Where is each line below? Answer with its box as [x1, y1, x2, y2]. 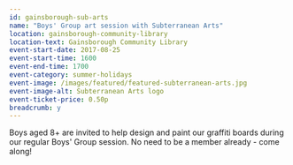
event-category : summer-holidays [9, 71, 133, 79]
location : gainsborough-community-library [9, 29, 168, 38]
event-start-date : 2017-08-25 [9, 46, 121, 55]
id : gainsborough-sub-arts [9, 12, 109, 22]
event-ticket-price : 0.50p [9, 94, 109, 104]
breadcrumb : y [9, 103, 62, 112]
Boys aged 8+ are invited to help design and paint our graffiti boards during [9, 127, 285, 138]
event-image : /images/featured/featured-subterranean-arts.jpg [9, 79, 248, 87]
